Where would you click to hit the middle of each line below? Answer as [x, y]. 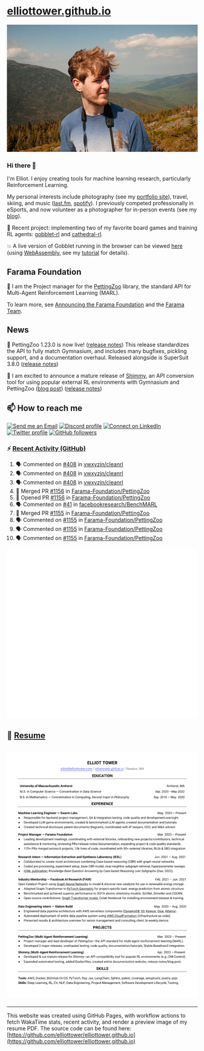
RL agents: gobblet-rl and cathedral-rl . [55, 234]
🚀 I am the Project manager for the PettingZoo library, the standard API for [99, 286]
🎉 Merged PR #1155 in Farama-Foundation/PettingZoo [83, 513]
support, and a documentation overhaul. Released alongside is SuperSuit [98, 357]
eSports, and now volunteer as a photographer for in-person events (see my [102, 209]
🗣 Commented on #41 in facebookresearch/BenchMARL [87, 504]
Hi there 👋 [22, 165]
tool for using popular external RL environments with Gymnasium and [93, 382]
